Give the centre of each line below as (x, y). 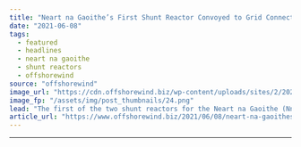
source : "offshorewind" (54, 84)
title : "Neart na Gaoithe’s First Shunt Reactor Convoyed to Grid (136, 17)
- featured (38, 42)
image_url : (30, 92)
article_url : (34, 117)
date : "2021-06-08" (46, 26)
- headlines (40, 51)
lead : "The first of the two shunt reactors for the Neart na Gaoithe (144, 109)
